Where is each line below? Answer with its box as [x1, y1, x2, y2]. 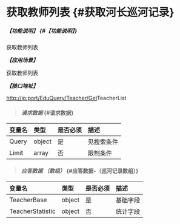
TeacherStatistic [9, 207, 56, 216]
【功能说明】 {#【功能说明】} [6, 27, 78, 34]
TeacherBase [9, 195, 47, 204]
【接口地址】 [6, 83, 38, 90]
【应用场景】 [6, 56, 38, 64]
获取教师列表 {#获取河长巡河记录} [6, 5, 175, 19]
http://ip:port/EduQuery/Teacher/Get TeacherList [6, 95, 127, 102]
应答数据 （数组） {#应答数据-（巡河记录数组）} [21, 167, 139, 174]
